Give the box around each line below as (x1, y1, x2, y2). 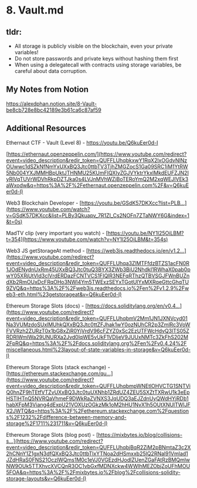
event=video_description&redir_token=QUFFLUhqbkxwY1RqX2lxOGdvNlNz (6, 156, 188, 163)
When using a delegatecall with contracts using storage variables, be (14, 61, 182, 68)
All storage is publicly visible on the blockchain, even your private (14, 42, 173, 49)
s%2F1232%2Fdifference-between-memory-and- (6, 413, 127, 420)
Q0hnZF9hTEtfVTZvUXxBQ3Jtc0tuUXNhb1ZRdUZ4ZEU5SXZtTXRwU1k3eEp (6, 389, 190, 396)
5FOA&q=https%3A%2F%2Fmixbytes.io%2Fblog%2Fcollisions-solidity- (6, 469, 181, 476)
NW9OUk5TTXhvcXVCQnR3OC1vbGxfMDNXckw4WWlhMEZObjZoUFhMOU (6, 462, 191, 469)
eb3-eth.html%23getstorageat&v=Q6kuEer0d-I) (6, 290, 122, 298)
